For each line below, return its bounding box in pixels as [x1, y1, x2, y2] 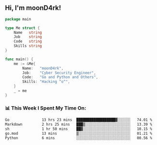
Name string [14, 30, 42, 35]
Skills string [14, 44, 42, 48]
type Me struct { [5, 25, 40, 31]
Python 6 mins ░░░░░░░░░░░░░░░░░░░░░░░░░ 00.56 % [5, 135, 152, 140]
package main [5, 16, 31, 21]
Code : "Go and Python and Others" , [22, 75, 98, 80]
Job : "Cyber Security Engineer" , [22, 70, 96, 75]
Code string [14, 39, 42, 44]
